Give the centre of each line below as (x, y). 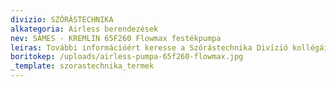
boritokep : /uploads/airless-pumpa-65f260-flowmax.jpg (127, 57)
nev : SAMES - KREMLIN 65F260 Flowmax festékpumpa (116, 38)
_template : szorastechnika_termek (82, 66)
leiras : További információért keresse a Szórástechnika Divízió (149, 47)
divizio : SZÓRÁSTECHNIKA (62, 19)
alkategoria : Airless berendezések (84, 29)
